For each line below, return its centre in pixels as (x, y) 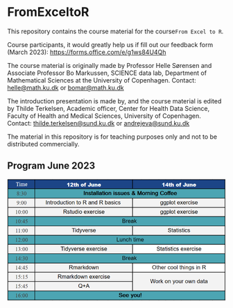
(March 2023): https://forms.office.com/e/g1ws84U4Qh (87, 52)
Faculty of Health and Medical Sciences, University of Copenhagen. (104, 116)
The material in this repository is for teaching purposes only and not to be (112, 137)
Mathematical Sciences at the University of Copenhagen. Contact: (102, 80)
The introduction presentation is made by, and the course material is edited (114, 101)
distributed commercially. (43, 144)
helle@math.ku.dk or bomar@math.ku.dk (66, 87)
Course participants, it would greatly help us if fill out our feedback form (110, 44)
